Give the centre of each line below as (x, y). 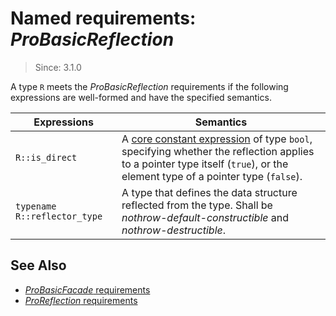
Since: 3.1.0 (58, 67)
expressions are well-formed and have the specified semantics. (141, 97)
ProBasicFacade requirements (87, 289)
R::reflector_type (59, 216)
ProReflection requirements (81, 300)
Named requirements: (103, 18)
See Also (38, 265)
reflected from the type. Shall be (197, 205)
